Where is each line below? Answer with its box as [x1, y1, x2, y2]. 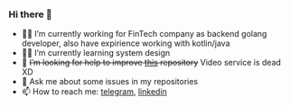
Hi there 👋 [8, 8, 53, 21]
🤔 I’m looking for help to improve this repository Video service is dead [21, 57, 282, 68]
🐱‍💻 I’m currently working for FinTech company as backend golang [21, 29, 267, 40]
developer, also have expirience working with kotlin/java [21, 38, 231, 49]
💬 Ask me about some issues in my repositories [21, 76, 199, 87]
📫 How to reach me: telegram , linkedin [21, 86, 168, 97]
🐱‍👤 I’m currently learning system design [21, 48, 171, 58]
